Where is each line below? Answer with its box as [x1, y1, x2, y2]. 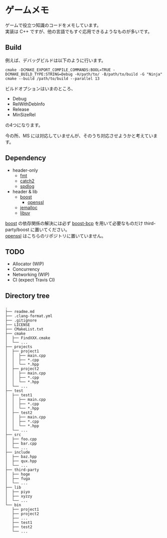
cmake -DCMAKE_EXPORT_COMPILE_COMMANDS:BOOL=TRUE [5, 67, 111, 72]
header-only [12, 167, 39, 173]
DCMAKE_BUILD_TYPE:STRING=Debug [5, 71, 73, 77]
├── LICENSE [5, 322, 30, 328]
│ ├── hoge [5, 472, 30, 477]
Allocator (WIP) [12, 261, 44, 267]
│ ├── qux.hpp [5, 459, 37, 464]
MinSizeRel [12, 112, 36, 118]
